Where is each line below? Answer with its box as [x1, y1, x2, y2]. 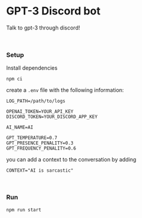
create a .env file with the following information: [6, 86, 124, 94]
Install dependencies [6, 64, 58, 71]
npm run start [6, 207, 42, 213]
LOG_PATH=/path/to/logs [6, 98, 66, 104]
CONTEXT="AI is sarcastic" [6, 168, 74, 174]
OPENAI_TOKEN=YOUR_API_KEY [6, 109, 74, 115]
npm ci [6, 76, 23, 82]
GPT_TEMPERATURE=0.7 [6, 135, 58, 141]
